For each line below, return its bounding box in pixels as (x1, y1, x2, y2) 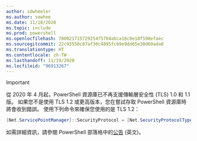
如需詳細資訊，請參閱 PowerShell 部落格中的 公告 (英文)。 (6, 129, 144, 136)
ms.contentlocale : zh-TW (6, 52, 67, 58)
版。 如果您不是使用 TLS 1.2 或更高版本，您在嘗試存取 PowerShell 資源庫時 (6, 98, 186, 105)
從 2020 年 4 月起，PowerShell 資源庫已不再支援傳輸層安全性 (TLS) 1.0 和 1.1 (6, 91, 191, 98)
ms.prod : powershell (6, 30, 57, 36)
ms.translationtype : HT (6, 47, 64, 53)
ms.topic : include (6, 25, 51, 31)
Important (6, 79, 30, 86)
